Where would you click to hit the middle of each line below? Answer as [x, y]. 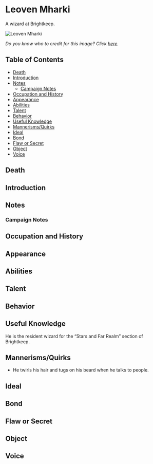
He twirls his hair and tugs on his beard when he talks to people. [81, 370]
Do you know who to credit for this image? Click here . [62, 43]
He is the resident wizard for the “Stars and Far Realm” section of [74, 336]
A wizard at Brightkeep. [30, 24]
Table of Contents [35, 60]
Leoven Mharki [38, 10]
